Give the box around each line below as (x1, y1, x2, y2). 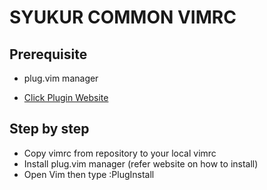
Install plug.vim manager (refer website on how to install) (23, 157, 259, 170)
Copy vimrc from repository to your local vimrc (23, 147, 217, 159)
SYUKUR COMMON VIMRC (9, 6, 237, 29)
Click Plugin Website (23, 92, 109, 103)
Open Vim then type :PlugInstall (23, 168, 155, 180)
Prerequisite (9, 46, 88, 63)
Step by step (9, 121, 90, 138)
